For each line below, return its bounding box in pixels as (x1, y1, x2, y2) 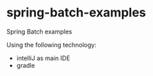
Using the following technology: (6, 40, 97, 49)
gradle (16, 61, 35, 69)
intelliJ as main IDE (16, 53, 70, 62)
